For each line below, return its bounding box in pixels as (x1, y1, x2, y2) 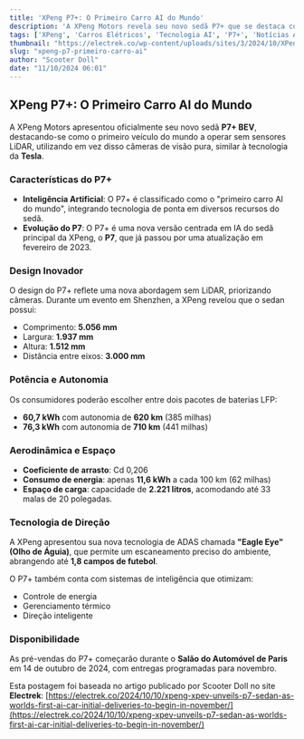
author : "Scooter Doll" (9, 55, 100, 64)
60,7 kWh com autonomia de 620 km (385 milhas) (22, 412, 213, 423)
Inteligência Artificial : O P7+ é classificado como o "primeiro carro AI (22, 193, 283, 204)
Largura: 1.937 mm (22, 332, 94, 343)
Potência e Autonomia (9, 374, 109, 386)
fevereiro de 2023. (22, 241, 92, 252)
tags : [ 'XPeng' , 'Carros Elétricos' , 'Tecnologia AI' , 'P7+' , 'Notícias (9, 30, 290, 39)
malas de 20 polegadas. (22, 493, 113, 504)
